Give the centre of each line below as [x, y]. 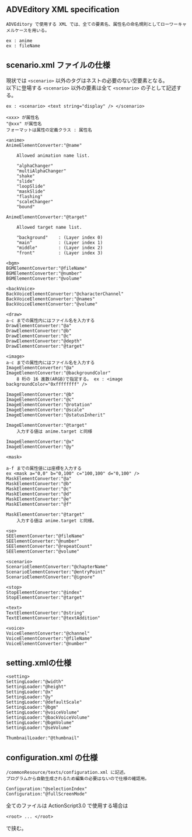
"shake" [26, 176]
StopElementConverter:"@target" [45, 597]
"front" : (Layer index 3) [60, 253]
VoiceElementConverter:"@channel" [48, 633]
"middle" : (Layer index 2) [60, 248]
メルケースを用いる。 [28, 30]
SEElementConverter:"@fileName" [45, 536]
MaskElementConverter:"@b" [39, 483]
